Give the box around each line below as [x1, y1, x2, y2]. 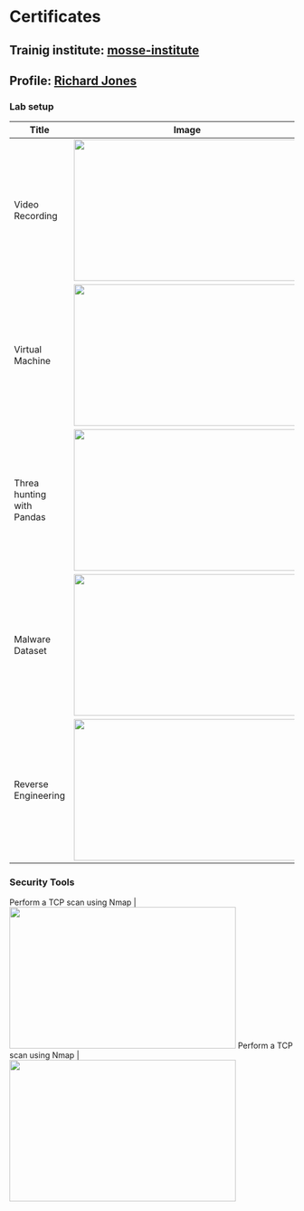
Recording [14, 210, 58, 223]
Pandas [14, 511, 46, 524]
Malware [14, 633, 52, 646]
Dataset [14, 645, 47, 658]
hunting [14, 488, 47, 501]
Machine [14, 355, 52, 368]
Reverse [14, 778, 49, 791]
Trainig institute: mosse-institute [9, 43, 200, 58]
